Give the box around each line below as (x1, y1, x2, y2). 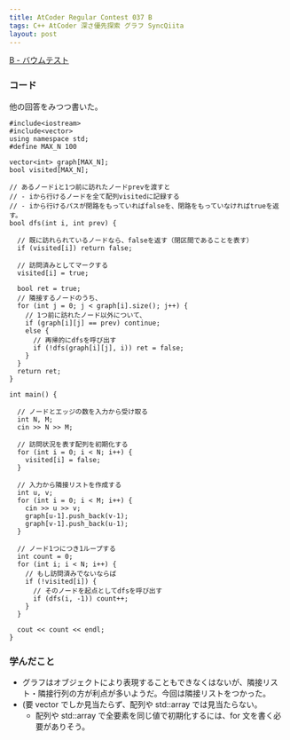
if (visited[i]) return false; (17, 243, 133, 253)
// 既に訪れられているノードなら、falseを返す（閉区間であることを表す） (17, 236, 254, 245)
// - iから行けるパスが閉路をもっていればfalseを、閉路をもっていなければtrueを (9, 201, 273, 210)
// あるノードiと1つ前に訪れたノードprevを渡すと (9, 183, 171, 192)
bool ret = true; (17, 284, 82, 293)
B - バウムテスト (9, 55, 69, 66)
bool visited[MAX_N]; (9, 165, 90, 174)
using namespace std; (9, 134, 90, 143)
